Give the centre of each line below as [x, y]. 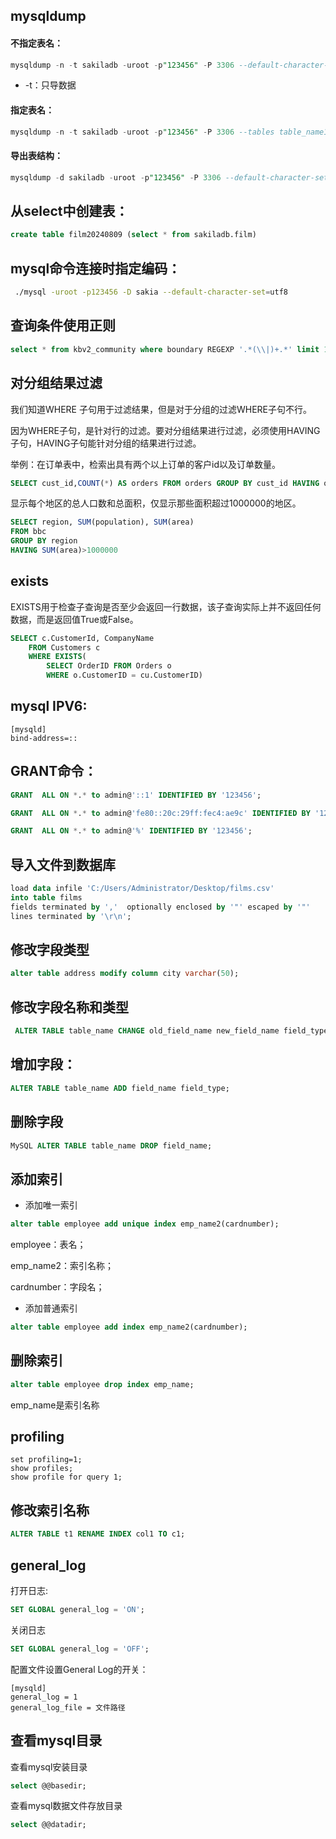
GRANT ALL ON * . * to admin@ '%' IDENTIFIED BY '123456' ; [131, 831]
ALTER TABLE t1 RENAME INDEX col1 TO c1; [98, 1534]
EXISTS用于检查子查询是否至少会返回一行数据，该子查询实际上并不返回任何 [166, 606]
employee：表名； [48, 1245]
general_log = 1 [44, 1697]
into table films [46, 898]
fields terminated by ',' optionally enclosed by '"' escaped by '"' [160, 907]
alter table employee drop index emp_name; [102, 1384]
